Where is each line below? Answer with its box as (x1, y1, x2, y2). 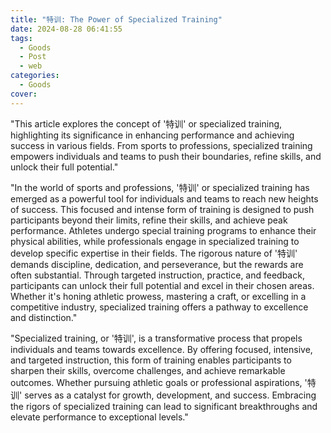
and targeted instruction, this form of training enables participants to (10, 354, 292, 366)
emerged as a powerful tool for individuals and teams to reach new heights (10, 192, 319, 205)
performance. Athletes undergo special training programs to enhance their (10, 224, 317, 236)
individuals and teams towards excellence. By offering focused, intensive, (10, 343, 313, 355)
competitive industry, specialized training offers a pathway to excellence (10, 301, 309, 313)
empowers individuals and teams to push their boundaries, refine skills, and (10, 150, 322, 162)
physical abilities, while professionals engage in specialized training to (10, 235, 300, 247)
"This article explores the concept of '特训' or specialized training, (10, 117, 283, 130)
